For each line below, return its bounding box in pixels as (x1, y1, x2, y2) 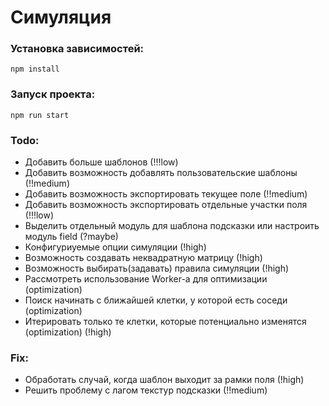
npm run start (10, 110, 70, 120)
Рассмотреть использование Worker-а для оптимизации (24, 273, 268, 285)
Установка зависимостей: (10, 42, 145, 56)
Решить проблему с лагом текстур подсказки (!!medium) (24, 384, 268, 396)
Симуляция (10, 6, 112, 29)
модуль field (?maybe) (24, 231, 119, 243)
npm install (10, 64, 60, 75)
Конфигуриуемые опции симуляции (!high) (24, 241, 207, 253)
